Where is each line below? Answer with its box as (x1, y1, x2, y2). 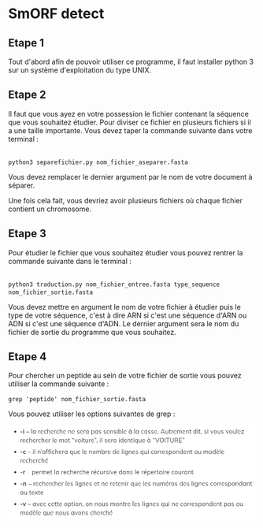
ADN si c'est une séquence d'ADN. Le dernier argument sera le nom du (8, 318, 239, 328)
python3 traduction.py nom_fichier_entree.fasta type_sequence (8, 281, 220, 288)
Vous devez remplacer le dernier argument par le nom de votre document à (8, 172, 253, 181)
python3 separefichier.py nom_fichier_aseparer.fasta (8, 158, 189, 166)
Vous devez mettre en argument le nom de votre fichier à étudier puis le (8, 302, 242, 311)
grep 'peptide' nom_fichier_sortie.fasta (8, 396, 146, 403)
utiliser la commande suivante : (8, 379, 109, 389)
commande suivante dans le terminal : (8, 256, 132, 266)
